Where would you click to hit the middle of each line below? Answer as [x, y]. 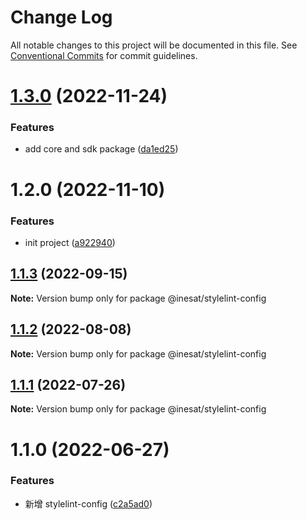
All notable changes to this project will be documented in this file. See [154, 45]
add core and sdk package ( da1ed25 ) [101, 149]
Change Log [61, 17]
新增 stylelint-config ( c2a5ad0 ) [88, 503]
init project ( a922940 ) [70, 242]
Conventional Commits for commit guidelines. [104, 55]
